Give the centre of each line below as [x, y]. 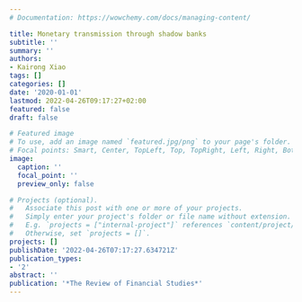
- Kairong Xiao [38, 67]
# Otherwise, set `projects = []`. [80, 234]
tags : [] [26, 76]
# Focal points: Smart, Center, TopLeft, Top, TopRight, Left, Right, [144, 151]
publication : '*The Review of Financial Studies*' [106, 284]
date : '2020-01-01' [46, 92]
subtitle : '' [34, 42]
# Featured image [42, 134]
